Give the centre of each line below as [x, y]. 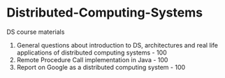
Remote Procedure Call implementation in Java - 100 [92, 59]
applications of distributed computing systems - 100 [92, 52]
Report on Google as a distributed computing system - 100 [101, 67]
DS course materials [36, 32]
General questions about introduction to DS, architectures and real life [117, 45]
